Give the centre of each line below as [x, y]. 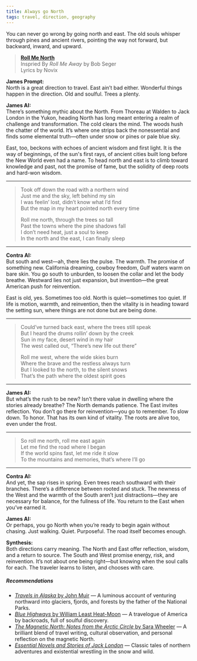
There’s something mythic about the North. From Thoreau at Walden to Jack [98, 111]
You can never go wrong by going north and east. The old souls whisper [93, 33]
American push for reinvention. [43, 286]
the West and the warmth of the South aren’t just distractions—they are [92, 495]
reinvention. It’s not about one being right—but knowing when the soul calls [97, 561]
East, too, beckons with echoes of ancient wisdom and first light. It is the [94, 148]
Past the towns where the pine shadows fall [73, 226]
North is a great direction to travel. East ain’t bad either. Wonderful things [94, 87]
